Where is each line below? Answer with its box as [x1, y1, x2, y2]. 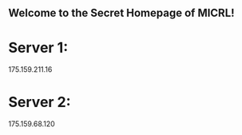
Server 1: [8, 38, 69, 57]
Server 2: [8, 93, 71, 111]
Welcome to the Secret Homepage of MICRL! [8, 6, 235, 20]
